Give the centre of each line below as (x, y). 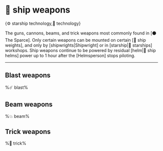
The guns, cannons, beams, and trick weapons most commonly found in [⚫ (81, 33)
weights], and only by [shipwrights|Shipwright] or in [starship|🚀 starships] (79, 45)
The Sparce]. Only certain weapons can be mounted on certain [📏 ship (76, 40)
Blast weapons (28, 75)
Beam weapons (29, 105)
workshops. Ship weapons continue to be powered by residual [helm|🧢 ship (81, 50)
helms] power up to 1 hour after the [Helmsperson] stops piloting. (70, 55)
